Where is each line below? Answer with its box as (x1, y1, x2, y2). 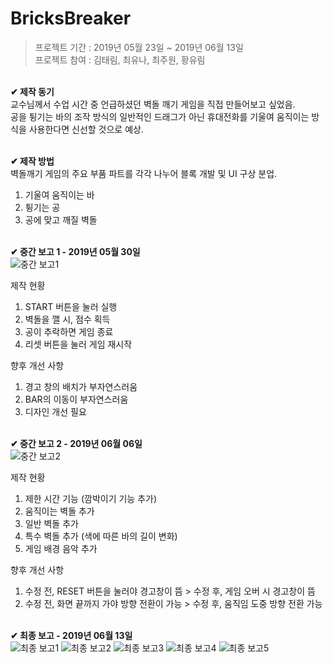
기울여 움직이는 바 (24, 188, 95, 201)
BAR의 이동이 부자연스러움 (24, 393, 129, 405)
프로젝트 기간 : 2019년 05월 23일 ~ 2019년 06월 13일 (34, 41, 244, 53)
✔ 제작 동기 (10, 85, 55, 97)
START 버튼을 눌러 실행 (24, 300, 118, 312)
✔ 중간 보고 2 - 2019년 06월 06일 (10, 437, 143, 449)
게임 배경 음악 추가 (24, 542, 98, 554)
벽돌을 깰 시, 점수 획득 (24, 313, 111, 325)
